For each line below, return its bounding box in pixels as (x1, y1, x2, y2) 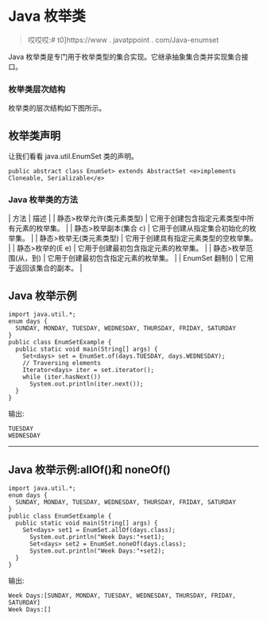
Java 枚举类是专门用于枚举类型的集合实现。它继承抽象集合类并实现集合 (8, 52, 242, 61)
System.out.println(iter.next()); (29, 380, 145, 388)
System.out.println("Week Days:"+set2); (29, 546, 165, 555)
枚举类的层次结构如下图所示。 (8, 103, 106, 113)
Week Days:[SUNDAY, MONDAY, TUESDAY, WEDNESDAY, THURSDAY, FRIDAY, (8, 592, 237, 600)
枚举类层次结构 (8, 83, 66, 95)
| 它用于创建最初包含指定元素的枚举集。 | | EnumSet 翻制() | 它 (43, 254, 247, 263)
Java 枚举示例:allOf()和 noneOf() (8, 463, 171, 476)
